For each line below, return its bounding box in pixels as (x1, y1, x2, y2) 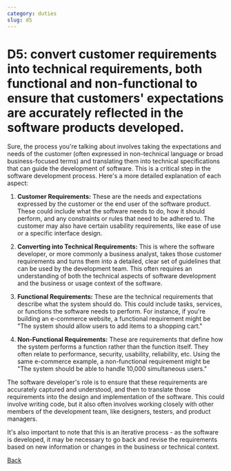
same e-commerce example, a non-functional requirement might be (17, 357, 210, 366)
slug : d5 (7, 17, 32, 23)
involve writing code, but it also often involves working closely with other (7, 400, 214, 408)
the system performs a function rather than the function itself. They (17, 343, 209, 351)
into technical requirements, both (7, 61, 203, 77)
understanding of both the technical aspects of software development (17, 272, 217, 280)
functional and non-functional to (7, 75, 198, 91)
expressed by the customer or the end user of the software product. (17, 200, 211, 208)
